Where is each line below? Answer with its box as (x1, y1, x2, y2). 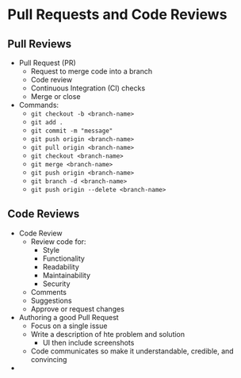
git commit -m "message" (30, 127, 113, 135)
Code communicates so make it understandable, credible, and (30, 346, 235, 356)
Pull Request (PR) (18, 58, 76, 67)
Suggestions (30, 296, 72, 305)
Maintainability (42, 270, 91, 280)
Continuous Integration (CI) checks (30, 83, 146, 93)
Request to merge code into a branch (30, 67, 152, 76)
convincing (30, 354, 67, 364)
